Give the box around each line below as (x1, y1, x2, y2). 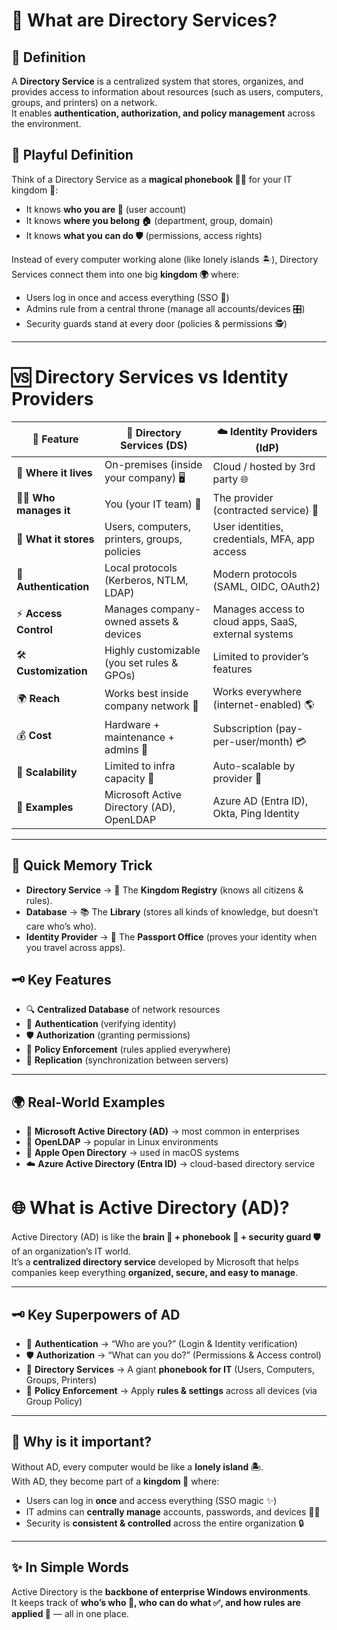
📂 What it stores (16, 532, 95, 546)
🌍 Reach (16, 691, 61, 705)
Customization (16, 664, 88, 678)
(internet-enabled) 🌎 (212, 697, 315, 711)
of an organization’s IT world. (11, 1245, 131, 1258)
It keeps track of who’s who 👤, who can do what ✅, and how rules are (11, 1596, 301, 1608)
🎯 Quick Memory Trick (11, 857, 153, 874)
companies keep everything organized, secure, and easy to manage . (11, 1267, 299, 1279)
